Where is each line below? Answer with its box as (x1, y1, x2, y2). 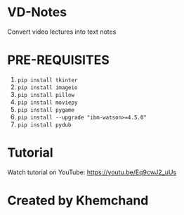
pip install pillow (17, 91, 75, 98)
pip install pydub (17, 121, 72, 129)
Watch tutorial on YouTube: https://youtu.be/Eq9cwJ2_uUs (7, 168, 177, 176)
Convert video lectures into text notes (7, 27, 117, 36)
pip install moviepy (17, 99, 78, 106)
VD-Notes (7, 4, 67, 20)
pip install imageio (17, 84, 78, 91)
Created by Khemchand (7, 193, 149, 208)
